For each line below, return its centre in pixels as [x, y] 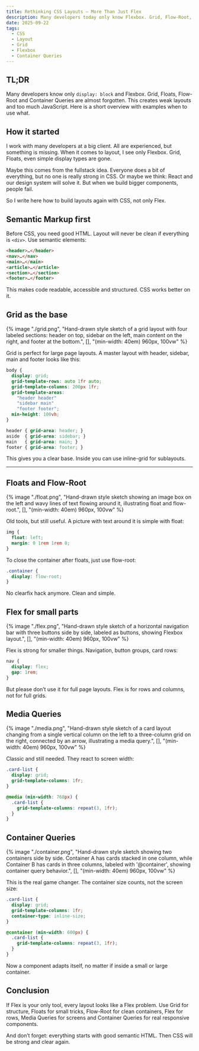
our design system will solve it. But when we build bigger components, [92, 183]
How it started [33, 132]
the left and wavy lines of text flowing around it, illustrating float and [89, 504]
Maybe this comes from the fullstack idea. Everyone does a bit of [86, 170]
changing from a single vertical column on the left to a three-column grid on [99, 735]
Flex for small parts [42, 612]
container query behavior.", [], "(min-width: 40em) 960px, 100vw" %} [91, 871]
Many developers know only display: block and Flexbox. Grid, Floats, [92, 94]
